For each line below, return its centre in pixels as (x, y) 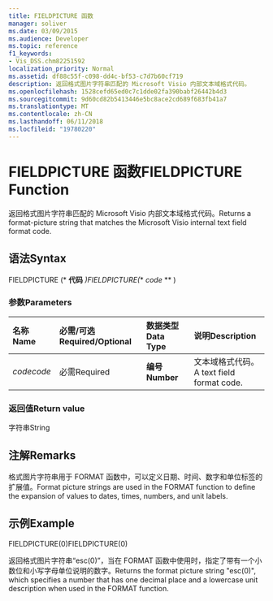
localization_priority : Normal (61, 69)
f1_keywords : (30, 54)
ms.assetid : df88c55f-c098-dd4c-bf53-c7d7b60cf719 (96, 76)
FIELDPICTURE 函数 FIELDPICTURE (125, 172)
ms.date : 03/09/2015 (43, 31)
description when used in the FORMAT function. (89, 588)
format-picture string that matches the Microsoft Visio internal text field (128, 222)
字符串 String (29, 428)
